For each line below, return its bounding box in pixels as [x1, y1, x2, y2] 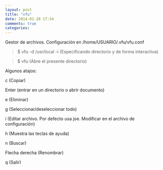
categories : [5, 26, 30, 31]
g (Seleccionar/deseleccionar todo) [5, 106, 77, 112]
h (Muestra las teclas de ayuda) [5, 130, 70, 136]
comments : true [5, 21, 37, 26]
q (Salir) [5, 159, 21, 166]
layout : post [5, 7, 32, 12]
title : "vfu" [5, 12, 32, 17]
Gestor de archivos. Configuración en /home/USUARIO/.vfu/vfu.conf [5, 39, 144, 45]
